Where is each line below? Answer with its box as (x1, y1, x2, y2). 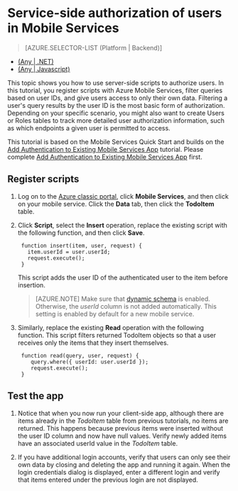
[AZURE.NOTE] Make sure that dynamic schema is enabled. (35, 294, 211, 303)
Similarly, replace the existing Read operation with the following (17, 323, 204, 331)
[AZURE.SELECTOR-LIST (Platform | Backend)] (24, 43, 163, 52)
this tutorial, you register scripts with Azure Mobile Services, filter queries (7, 86, 223, 94)
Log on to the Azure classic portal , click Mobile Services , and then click (17, 192, 229, 200)
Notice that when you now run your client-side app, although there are (17, 409, 224, 417)
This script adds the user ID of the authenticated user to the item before (17, 273, 229, 282)
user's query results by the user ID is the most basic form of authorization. (7, 101, 225, 109)
